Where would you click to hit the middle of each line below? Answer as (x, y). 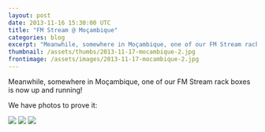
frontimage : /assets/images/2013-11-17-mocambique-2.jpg (104, 60)
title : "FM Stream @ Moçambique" (63, 30)
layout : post (30, 15)
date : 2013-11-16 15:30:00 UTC (60, 23)
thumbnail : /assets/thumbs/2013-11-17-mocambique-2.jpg (102, 52)
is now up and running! (45, 90)
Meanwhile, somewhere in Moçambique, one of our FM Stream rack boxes (129, 81)
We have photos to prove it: (53, 105)
